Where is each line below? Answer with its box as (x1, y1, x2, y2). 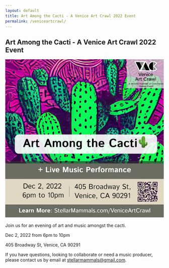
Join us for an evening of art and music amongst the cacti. (5, 222, 126, 228)
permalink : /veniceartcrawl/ (5, 19, 66, 24)
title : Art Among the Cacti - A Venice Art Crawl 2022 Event (5, 13, 136, 19)
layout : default (5, 8, 39, 13)
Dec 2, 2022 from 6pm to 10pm (5, 232, 70, 238)
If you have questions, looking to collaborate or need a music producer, (5, 251, 153, 258)
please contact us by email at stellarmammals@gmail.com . (5, 257, 127, 263)
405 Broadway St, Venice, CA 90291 (5, 242, 80, 248)
